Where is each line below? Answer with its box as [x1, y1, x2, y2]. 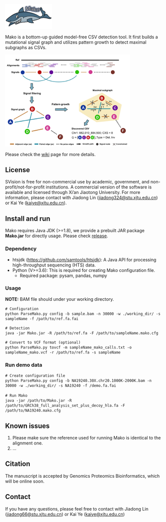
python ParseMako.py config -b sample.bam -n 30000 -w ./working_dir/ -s [5, 311, 161, 316]
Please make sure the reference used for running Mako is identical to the [12, 435, 161, 440]
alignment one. [12, 440, 43, 446]
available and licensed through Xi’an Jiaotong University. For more [5, 189, 140, 195]
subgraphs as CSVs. [5, 44, 47, 50]
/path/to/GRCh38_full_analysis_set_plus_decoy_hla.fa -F [5, 403, 125, 408]
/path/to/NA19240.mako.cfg [5, 408, 61, 413]
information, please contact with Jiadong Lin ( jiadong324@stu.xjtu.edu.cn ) [5, 195, 158, 201]
